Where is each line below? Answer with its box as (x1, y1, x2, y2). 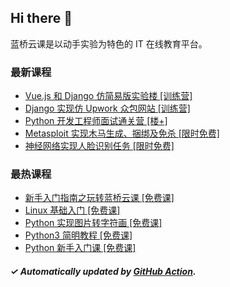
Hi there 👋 (10, 10, 73, 27)
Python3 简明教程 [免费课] (24, 229, 133, 241)
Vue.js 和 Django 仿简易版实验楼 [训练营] (24, 90, 193, 102)
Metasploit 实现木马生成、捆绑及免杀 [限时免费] (24, 127, 220, 140)
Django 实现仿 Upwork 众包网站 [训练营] (24, 102, 191, 115)
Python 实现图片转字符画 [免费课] (24, 217, 163, 229)
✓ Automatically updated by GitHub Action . (10, 266, 197, 277)
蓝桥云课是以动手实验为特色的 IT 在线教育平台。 (10, 37, 208, 50)
